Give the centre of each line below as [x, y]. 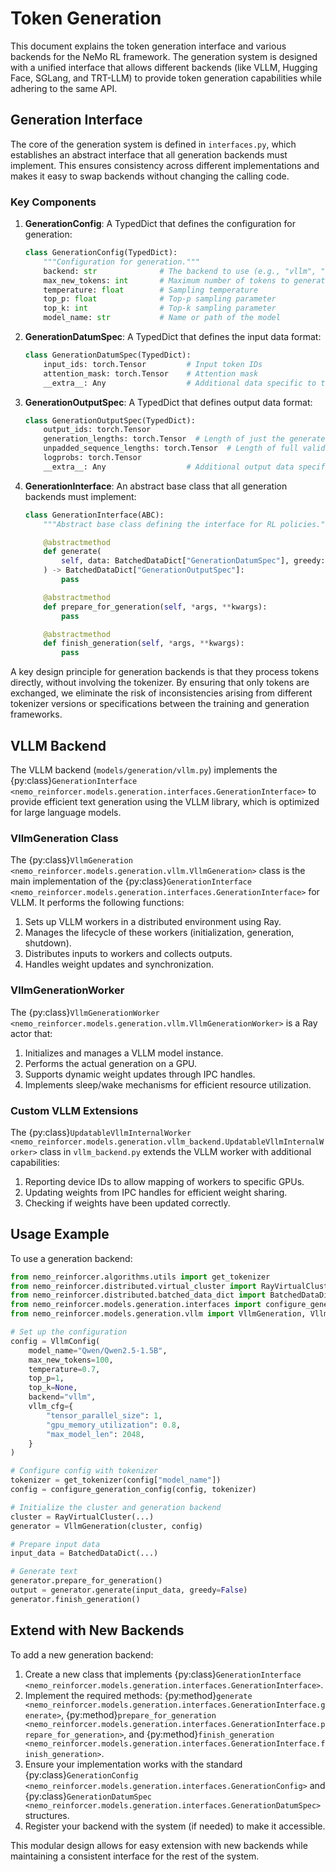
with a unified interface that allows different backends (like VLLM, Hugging [164, 67]
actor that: [31, 1033]
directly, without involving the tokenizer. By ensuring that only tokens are [160, 683]
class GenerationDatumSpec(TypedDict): [108, 355]
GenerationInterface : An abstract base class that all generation [156, 486]
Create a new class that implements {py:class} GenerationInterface [163, 1674]
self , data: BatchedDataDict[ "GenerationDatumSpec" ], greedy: [193, 561]
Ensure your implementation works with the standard [133, 1764]
